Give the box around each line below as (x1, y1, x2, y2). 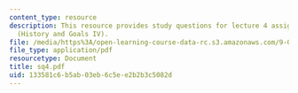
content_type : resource (9, 12, 98, 22)
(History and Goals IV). (17, 29, 109, 38)
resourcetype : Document (9, 54, 98, 63)
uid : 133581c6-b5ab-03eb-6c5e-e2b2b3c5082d (9, 71, 173, 80)
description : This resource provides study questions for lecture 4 (9, 21, 268, 30)
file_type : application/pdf (9, 46, 114, 55)
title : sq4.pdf (9, 63, 66, 72)
